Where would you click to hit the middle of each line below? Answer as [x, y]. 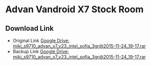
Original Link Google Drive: [41, 40]
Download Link [29, 28]
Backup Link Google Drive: [41, 51]
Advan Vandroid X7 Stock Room [74, 9]
